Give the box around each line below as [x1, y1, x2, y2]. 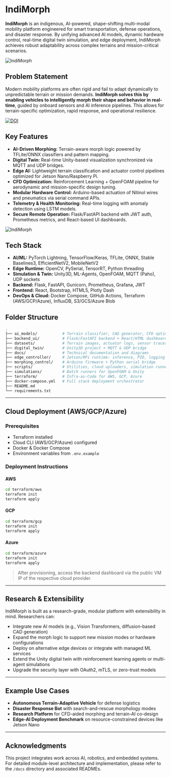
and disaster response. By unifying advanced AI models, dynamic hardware [5, 31, 164, 37]
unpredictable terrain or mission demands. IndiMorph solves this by [5, 91, 149, 98]
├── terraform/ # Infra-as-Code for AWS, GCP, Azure [5, 374, 142, 379]
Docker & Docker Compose [12, 445, 70, 451]
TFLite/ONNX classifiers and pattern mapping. [12, 151, 110, 157]
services [12, 650, 31, 657]
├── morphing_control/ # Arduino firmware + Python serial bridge [5, 360, 156, 365]
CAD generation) [12, 629, 48, 635]
